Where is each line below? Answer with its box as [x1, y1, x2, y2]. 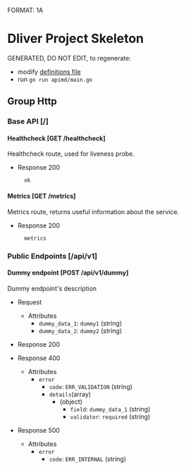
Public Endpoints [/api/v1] [7, 251, 97, 261]
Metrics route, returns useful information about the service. [7, 207, 180, 216]
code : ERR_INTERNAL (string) [49, 454, 127, 463]
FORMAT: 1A [7, 6, 44, 14]
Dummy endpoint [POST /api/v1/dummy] [7, 268, 129, 277]
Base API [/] [7, 116, 49, 126]
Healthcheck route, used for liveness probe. [7, 149, 135, 158]
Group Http [7, 95, 58, 108]
